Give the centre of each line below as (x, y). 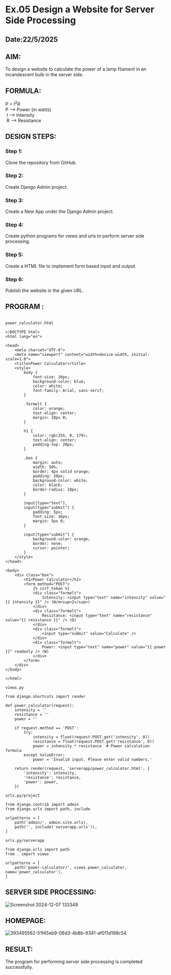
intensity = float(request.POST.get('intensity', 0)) (91, 737)
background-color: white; (60, 480)
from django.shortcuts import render (46, 696)
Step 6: (15, 279)
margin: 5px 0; (49, 521)
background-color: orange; (61, 539)
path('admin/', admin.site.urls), (51, 822)
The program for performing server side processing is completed (74, 962)
